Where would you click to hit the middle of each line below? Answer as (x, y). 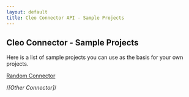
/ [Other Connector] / (31, 88)
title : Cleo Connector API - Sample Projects (65, 18)
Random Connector (31, 76)
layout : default (27, 12)
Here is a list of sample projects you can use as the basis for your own (95, 57)
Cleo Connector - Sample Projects (72, 43)
